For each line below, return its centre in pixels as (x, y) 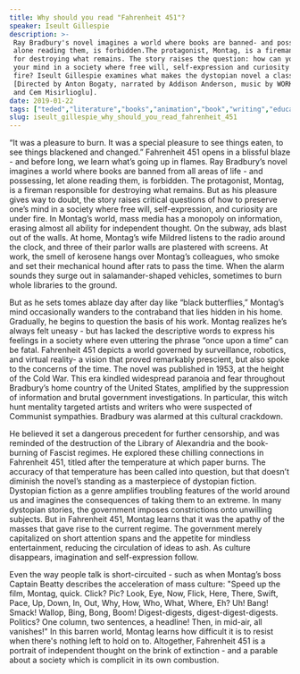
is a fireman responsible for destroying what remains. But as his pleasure (143, 190)
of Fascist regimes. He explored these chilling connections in (152, 453)
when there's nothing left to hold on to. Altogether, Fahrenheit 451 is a (137, 641)
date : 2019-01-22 (42, 101)
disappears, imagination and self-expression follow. (104, 557)
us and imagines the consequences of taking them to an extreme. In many (146, 501)
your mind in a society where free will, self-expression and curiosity (151, 68)
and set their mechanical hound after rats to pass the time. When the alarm (147, 266)
